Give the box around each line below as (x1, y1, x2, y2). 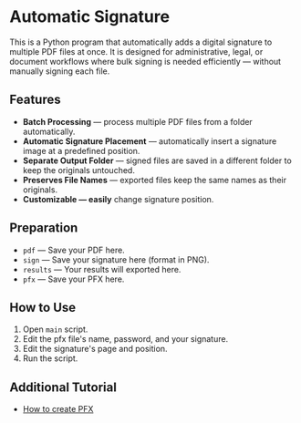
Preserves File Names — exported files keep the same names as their (22, 174, 287, 185)
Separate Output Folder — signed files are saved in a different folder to (22, 155, 292, 166)
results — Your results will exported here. (22, 263, 182, 274)
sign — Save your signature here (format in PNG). (22, 253, 210, 265)
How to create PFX (22, 404, 94, 415)
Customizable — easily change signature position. (22, 193, 214, 204)
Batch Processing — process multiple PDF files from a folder (22, 116, 253, 127)
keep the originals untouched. (22, 164, 135, 175)
